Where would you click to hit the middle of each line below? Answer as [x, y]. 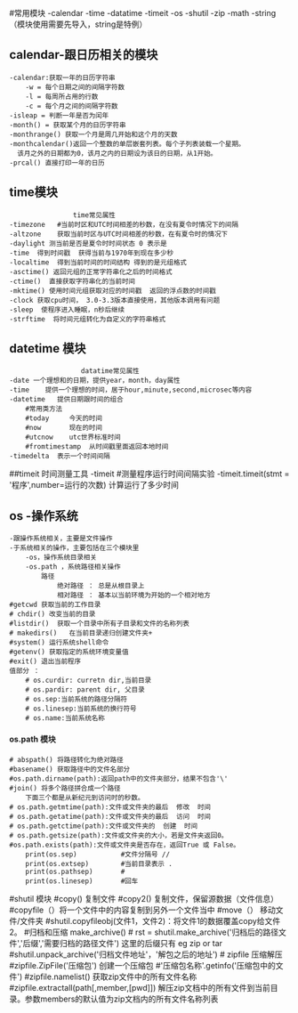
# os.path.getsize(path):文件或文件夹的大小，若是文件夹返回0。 [119, 836]
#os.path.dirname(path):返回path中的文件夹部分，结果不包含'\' [119, 779]
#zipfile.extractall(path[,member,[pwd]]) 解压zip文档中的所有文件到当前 [140, 988]
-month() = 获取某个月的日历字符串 [68, 125]
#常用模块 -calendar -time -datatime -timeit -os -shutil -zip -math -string [143, 13]
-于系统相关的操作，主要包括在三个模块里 [74, 548]
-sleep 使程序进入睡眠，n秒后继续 [67, 310]
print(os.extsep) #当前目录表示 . [99, 864]
